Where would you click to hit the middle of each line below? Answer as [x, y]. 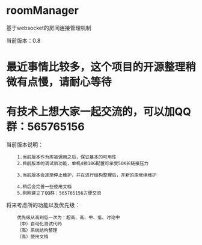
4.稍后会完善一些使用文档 [44, 187]
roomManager [43, 11]
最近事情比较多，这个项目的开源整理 [96, 67]
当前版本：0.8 [23, 40]
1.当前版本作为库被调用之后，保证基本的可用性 [67, 157]
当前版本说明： [25, 145]
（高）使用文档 [33, 237]
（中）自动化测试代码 [39, 224]
